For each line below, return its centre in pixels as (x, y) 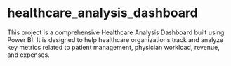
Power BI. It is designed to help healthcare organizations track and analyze (115, 39)
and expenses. (29, 55)
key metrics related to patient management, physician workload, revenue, (113, 47)
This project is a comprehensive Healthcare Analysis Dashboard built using (116, 32)
